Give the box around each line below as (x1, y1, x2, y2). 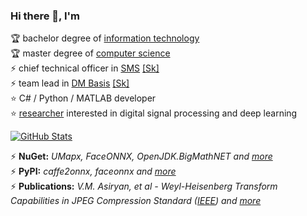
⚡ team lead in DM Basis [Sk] (10, 77, 130, 89)
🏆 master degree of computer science (10, 47, 171, 59)
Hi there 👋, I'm (10, 9, 81, 23)
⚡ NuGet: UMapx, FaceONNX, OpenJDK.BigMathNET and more (10, 150, 273, 163)
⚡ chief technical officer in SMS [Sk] (10, 62, 160, 74)
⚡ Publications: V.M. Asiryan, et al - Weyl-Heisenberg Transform (10, 180, 278, 193)
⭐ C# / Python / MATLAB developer (10, 92, 157, 104)
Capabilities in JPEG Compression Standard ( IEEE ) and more (10, 195, 262, 207)
